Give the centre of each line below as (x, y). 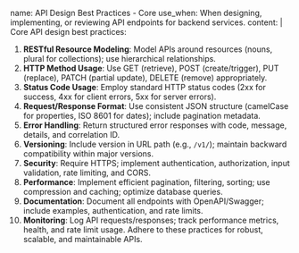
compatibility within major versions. (88, 154)
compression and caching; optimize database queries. (123, 192)
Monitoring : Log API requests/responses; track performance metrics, (151, 220)
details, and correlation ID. (71, 135)
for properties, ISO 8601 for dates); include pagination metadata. (142, 116)
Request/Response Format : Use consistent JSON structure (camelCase (156, 106)
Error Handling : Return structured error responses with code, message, (155, 125)
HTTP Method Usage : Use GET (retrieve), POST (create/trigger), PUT (151, 68)
